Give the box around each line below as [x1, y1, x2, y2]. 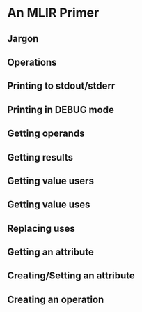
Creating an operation [7, 293, 104, 305]
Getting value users [7, 174, 94, 186]
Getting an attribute [7, 246, 94, 258]
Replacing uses [7, 222, 75, 235]
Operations [7, 56, 57, 68]
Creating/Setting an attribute [7, 270, 136, 282]
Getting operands [7, 128, 85, 140]
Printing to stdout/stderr [7, 80, 116, 92]
